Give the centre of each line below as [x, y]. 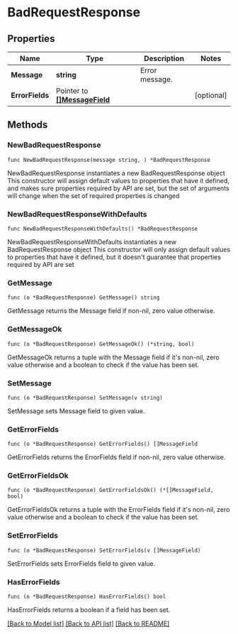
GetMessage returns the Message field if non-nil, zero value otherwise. [111, 311]
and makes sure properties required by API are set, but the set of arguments [118, 188]
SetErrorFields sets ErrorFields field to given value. [81, 563]
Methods [28, 125]
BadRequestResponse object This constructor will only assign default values [119, 249]
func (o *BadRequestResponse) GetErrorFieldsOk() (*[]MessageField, [110, 491]
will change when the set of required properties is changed [93, 195]
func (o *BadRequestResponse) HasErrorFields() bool [87, 597]
